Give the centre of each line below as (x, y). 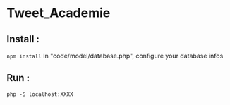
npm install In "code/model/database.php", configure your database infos (115, 56)
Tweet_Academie (59, 13)
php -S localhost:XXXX (40, 94)
